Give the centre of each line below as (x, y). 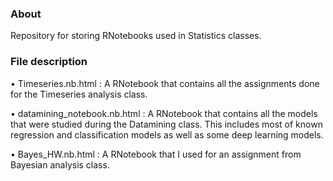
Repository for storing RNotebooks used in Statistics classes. (136, 36)
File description (49, 62)
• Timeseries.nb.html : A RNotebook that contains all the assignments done (165, 83)
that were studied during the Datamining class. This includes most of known (166, 124)
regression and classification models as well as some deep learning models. (167, 134)
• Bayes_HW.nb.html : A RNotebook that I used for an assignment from (156, 154)
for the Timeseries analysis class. (79, 94)
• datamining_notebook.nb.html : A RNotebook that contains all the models (164, 113)
